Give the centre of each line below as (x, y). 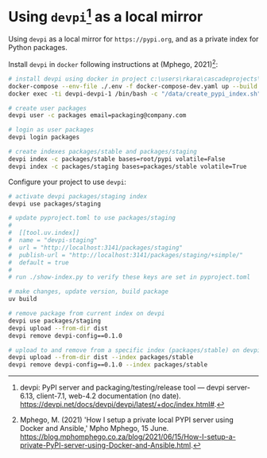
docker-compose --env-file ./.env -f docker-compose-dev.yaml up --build (133, 86)
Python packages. (38, 48)
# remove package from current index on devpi (87, 314)
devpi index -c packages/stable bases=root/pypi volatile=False (117, 159)
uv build (23, 299)
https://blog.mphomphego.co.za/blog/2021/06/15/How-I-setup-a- (128, 437)
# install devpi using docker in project (78, 79)
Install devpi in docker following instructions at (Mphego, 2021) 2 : (113, 63)
